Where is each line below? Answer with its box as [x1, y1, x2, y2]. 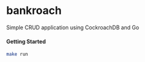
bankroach [6, 4, 62, 18]
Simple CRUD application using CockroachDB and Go [6, 24, 140, 31]
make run [6, 51, 28, 58]
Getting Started [6, 38, 47, 45]
